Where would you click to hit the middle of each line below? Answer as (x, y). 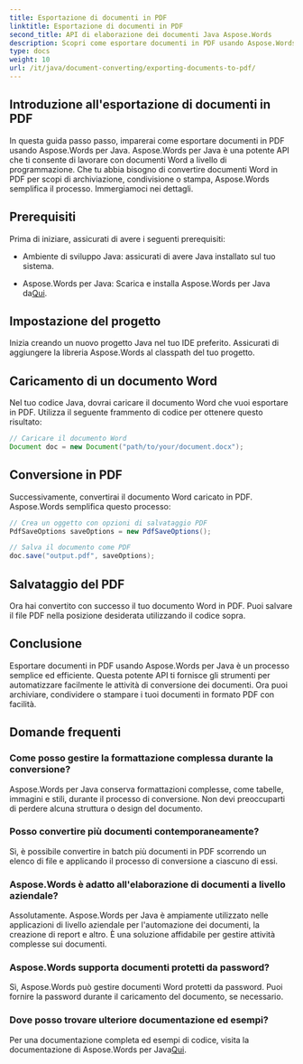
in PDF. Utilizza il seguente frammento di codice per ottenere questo (136, 413)
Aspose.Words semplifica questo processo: (90, 506)
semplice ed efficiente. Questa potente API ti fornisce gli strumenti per (140, 675)
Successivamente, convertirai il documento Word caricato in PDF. (131, 497)
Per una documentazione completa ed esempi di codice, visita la (129, 1040)
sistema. (38, 266)
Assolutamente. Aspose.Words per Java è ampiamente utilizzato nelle (139, 915)
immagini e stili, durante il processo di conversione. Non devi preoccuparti (147, 798)
